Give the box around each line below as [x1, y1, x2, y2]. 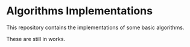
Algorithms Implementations [6, 4, 153, 18]
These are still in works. [6, 35, 65, 42]
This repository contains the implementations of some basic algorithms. [6, 24, 185, 31]
